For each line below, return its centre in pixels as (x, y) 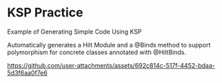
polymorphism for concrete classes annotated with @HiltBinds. (97, 52)
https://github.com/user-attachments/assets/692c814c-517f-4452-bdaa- (111, 65)
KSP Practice (45, 13)
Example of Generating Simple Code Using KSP (74, 32)
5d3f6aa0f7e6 (28, 73)
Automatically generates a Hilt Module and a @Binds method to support (109, 45)
